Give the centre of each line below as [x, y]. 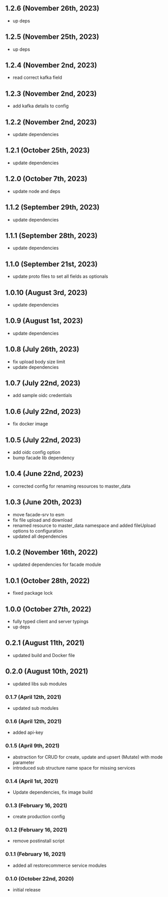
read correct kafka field [37, 78]
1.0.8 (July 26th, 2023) [42, 349]
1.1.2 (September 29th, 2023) [52, 207]
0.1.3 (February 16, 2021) [36, 805]
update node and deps [36, 191]
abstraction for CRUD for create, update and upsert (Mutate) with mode [88, 757]
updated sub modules [35, 708]
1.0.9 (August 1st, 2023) [44, 321]
